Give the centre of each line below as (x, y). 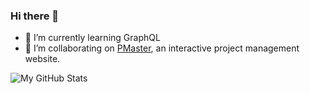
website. (42, 59)
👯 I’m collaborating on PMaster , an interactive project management (162, 48)
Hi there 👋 (35, 16)
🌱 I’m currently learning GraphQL (92, 38)
